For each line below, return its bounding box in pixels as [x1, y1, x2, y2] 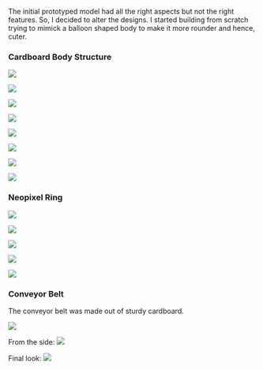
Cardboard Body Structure [8, 51, 112, 62]
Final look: [8, 353, 42, 363]
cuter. [8, 32, 28, 41]
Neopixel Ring [8, 192, 63, 203]
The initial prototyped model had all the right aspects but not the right [8, 7, 235, 16]
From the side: [8, 337, 55, 346]
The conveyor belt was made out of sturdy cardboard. [8, 306, 184, 315]
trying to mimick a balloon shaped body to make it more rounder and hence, [8, 24, 255, 32]
